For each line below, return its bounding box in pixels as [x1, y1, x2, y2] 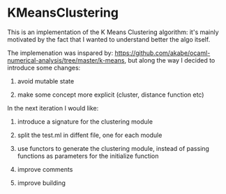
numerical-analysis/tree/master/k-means [7, 56, 125, 64]
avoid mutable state [17, 76, 75, 85]
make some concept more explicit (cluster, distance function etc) [17, 90, 204, 99]
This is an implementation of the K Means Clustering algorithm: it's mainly [7, 28, 219, 36]
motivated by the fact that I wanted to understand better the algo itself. [7, 35, 211, 43]
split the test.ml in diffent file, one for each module [17, 131, 163, 139]
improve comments [17, 165, 73, 173]
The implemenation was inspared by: [7, 49, 114, 57]
